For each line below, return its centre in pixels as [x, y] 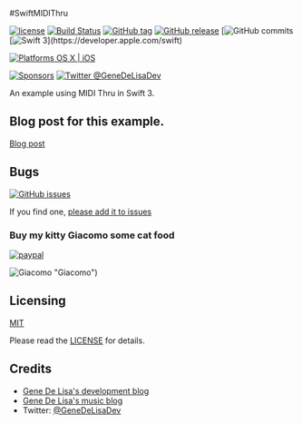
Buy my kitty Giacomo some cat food [92, 235]
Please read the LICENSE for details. [77, 340]
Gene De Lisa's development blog [86, 390]
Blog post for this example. [87, 122]
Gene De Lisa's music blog [73, 400]
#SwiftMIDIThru [39, 13]
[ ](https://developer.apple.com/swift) [96, 40]
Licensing [38, 301]
